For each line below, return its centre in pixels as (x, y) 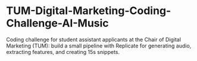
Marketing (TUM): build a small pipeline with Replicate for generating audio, (99, 46)
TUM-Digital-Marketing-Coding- (89, 11)
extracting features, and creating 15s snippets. (63, 52)
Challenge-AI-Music (57, 23)
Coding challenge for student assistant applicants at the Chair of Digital (94, 39)
